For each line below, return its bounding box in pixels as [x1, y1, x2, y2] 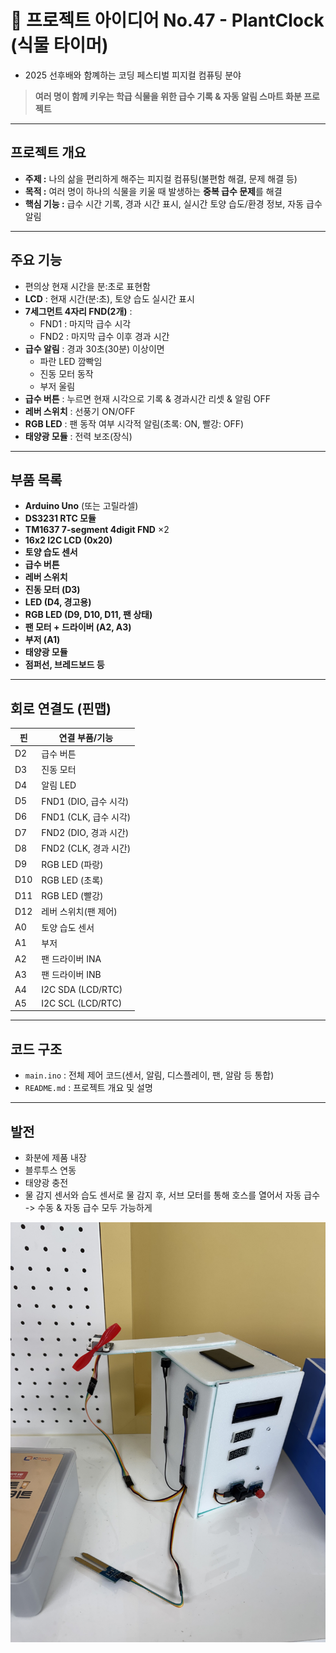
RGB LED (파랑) [41, 858, 104, 870]
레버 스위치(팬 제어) [41, 906, 118, 918]
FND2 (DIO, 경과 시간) [41, 827, 130, 839]
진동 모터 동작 [39, 367, 94, 380]
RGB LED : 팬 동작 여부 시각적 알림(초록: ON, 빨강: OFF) [24, 417, 245, 430]
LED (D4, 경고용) [24, 596, 92, 608]
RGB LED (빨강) [41, 890, 104, 902]
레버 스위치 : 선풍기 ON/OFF [24, 405, 136, 417]
